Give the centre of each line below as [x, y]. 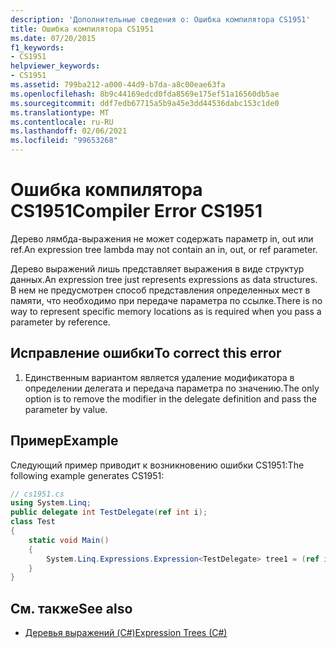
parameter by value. [66, 409]
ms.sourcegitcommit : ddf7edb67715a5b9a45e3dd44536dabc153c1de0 [145, 103]
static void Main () [69, 540]
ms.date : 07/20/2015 [53, 38]
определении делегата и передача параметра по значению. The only [172, 388]
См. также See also [71, 608]
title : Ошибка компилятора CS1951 [82, 29]
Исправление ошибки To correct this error [146, 353]
